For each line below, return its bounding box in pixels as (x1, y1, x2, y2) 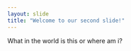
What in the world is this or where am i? (7, 36, 123, 45)
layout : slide (7, 10, 50, 18)
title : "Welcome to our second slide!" (7, 17, 125, 24)
